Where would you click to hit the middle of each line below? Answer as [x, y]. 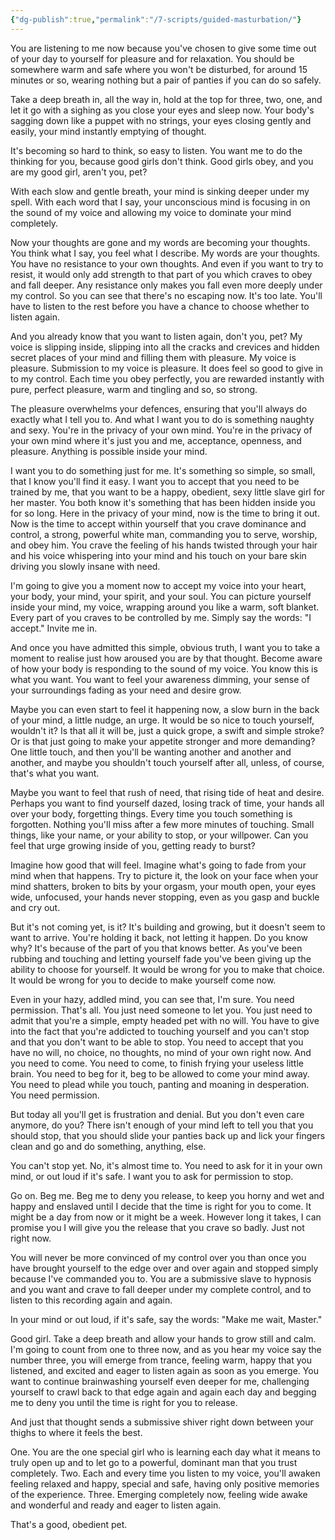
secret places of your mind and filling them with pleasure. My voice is [153, 357]
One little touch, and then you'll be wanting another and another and [151, 752]
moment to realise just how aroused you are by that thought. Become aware [166, 658]
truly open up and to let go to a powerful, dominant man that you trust [154, 1462]
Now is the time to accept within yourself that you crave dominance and [158, 523]
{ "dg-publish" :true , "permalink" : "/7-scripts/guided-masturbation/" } [156, 19]
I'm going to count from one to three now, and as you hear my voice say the [166, 1349]
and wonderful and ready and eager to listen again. [116, 1505]
